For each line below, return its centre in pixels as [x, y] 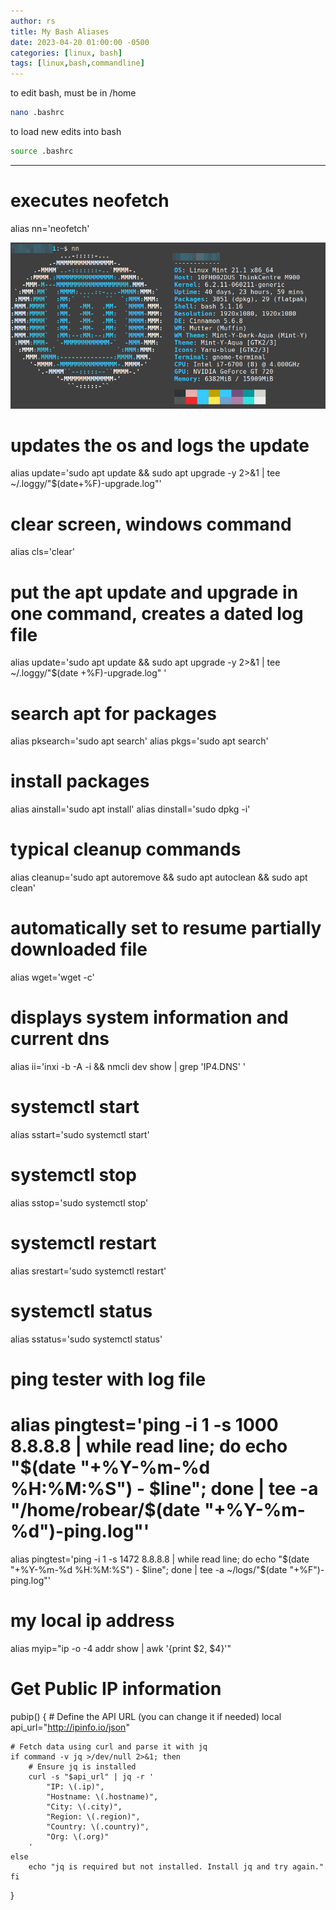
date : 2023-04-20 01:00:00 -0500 [80, 42]
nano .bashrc [37, 113]
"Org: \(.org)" [78, 1836]
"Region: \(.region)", [93, 1816]
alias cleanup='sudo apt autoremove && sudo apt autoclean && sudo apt [159, 877]
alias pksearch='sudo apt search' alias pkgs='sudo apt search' [139, 741]
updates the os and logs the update [160, 445]
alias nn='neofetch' [50, 228]
